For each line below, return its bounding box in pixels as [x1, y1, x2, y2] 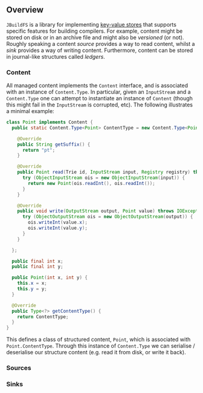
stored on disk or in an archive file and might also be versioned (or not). [6, 33, 184, 41]
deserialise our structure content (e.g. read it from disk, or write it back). [6, 349, 186, 356]
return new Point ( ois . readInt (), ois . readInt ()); [28, 180, 155, 186]
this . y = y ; [17, 286, 47, 292]
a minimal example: [6, 108, 54, 115]
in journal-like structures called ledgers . [6, 53, 106, 60]
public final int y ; [11, 264, 63, 270]
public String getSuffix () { [17, 141, 91, 148]
